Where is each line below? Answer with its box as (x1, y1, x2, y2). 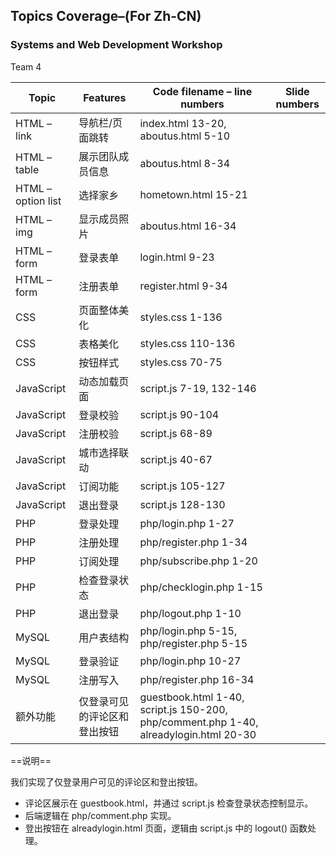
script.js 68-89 (139, 426, 213, 440)
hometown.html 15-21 (139, 187, 248, 201)
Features (83, 90, 127, 104)
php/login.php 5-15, (139, 624, 238, 638)
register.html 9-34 (139, 279, 228, 293)
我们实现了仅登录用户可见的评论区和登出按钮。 (10, 775, 203, 788)
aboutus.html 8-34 (139, 156, 231, 170)
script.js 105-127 (139, 479, 226, 493)
